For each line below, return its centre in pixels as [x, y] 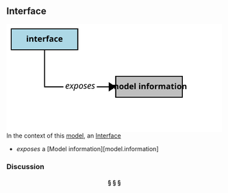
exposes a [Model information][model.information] [87, 149]
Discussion [26, 166]
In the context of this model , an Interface [64, 136]
